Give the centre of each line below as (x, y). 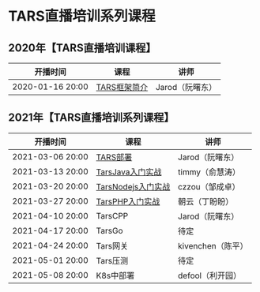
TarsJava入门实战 (129, 172)
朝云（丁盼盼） (205, 201)
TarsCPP (112, 215)
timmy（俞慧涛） (209, 172)
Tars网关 (112, 245)
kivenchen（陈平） (213, 245)
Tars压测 (112, 260)
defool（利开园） (209, 275)
